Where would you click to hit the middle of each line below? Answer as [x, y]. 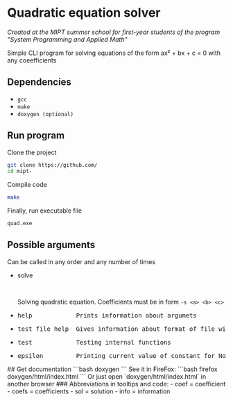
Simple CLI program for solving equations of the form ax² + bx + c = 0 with [114, 53]
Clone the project [32, 152]
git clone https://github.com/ [52, 165]
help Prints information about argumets [107, 315]
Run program [36, 136]
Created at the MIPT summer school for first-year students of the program [114, 32]
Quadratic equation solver [84, 13]
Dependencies [39, 82]
